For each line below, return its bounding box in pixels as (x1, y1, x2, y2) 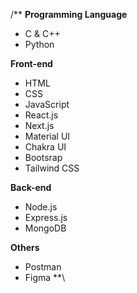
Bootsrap (24, 152, 63, 163)
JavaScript (24, 99, 70, 110)
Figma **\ (24, 272, 66, 283)
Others (10, 242, 40, 253)
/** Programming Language (10, 9, 128, 20)
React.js (24, 109, 59, 121)
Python (24, 39, 55, 50)
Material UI (24, 130, 71, 142)
